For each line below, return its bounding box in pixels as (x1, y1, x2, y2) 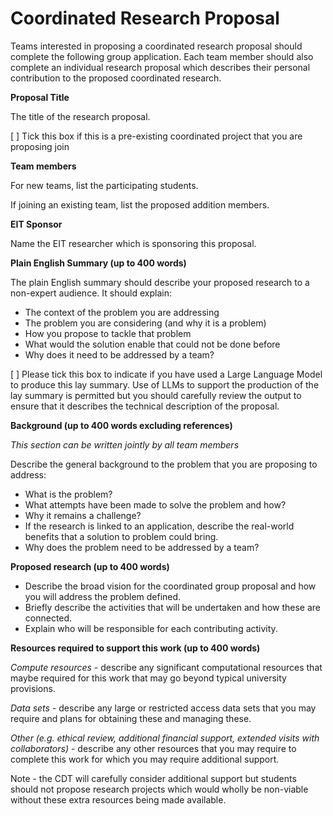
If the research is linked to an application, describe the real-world (24, 520, 295, 532)
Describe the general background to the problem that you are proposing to (10, 458, 318, 470)
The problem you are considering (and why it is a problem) (24, 317, 267, 329)
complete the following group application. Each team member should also (10, 50, 314, 62)
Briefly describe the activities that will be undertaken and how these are (24, 601, 321, 613)
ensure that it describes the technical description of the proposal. (10, 400, 280, 412)
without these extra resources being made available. (10, 793, 227, 806)
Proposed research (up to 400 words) (10, 560, 170, 572)
